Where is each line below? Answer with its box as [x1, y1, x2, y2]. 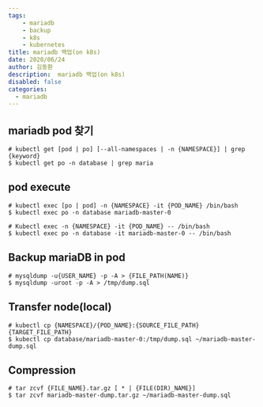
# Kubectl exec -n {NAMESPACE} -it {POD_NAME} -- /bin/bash [8, 223, 211, 230]
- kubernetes [22, 41, 66, 49]
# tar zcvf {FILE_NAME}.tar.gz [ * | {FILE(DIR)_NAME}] [8, 385, 196, 393]
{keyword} [8, 152, 41, 161]
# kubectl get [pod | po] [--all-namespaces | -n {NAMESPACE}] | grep [8, 146, 246, 154]
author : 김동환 [8, 63, 54, 71]
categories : [8, 85, 47, 93]
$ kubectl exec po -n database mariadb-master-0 [8, 208, 171, 216]
